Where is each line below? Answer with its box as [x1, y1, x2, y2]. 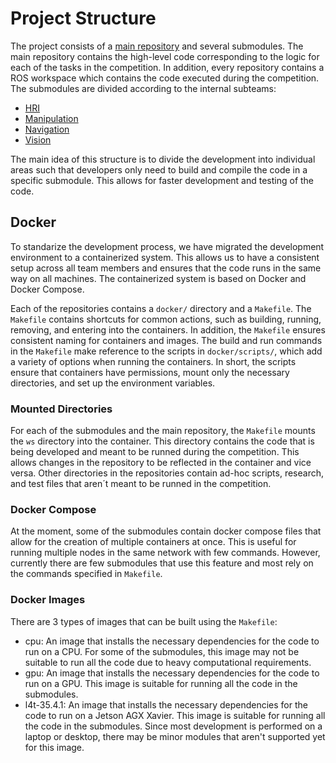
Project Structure [10, 7, 157, 30]
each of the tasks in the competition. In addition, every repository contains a [10, 61, 325, 73]
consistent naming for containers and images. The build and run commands [10, 334, 323, 346]
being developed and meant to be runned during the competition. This [10, 446, 300, 458]
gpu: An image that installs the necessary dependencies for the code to [24, 667, 320, 679]
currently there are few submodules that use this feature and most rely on [10, 557, 314, 569]
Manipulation [24, 112, 79, 124]
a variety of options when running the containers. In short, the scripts [10, 355, 297, 367]
